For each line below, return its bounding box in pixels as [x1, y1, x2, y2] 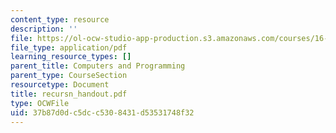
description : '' [10, 24, 78, 34]
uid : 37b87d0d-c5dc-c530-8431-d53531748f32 [10, 107, 195, 118]
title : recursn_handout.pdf [10, 89, 128, 99]
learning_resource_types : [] [10, 52, 132, 62]
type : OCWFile [10, 98, 70, 108]
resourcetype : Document [10, 80, 110, 90]
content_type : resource [10, 14, 110, 25]
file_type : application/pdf [10, 42, 128, 53]
